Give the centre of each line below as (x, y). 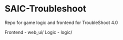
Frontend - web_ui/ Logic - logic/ (38, 32)
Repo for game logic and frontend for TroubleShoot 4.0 (61, 22)
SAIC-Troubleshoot (45, 9)
